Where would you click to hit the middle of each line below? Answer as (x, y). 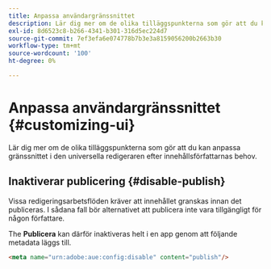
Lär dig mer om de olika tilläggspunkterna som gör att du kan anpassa (125, 147)
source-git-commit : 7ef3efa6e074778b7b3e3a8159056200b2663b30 (115, 38)
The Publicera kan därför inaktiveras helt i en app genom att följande (123, 233)
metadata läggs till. (40, 242)
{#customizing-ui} (72, 125)
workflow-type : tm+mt (45, 46)
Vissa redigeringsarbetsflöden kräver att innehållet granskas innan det (125, 201)
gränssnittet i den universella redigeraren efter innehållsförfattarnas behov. (133, 156)
